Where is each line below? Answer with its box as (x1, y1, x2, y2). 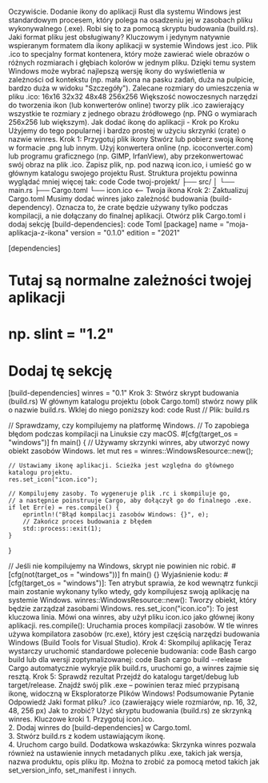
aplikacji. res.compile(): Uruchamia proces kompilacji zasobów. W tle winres (8, 620, 258, 631)
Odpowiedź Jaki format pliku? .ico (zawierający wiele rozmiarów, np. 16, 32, (8, 697, 258, 707)
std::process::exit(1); (22, 524, 102, 533)
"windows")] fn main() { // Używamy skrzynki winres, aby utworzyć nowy (8, 438, 250, 448)
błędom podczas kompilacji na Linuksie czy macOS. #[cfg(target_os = (8, 429, 238, 439)
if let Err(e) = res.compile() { (8, 504, 120, 512)
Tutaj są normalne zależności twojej (8, 271, 252, 290)
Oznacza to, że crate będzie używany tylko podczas (55, 203, 229, 211)
